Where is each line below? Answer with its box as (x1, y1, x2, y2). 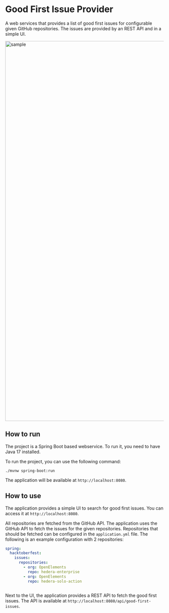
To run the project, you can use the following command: (5, 458, 121, 464)
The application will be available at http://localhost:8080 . (5, 477, 127, 483)
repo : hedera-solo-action (27, 579, 82, 584)
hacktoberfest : (10, 550, 42, 556)
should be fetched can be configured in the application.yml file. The (5, 531, 148, 537)
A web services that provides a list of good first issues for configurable (5, 20, 152, 26)
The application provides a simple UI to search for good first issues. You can (5, 505, 163, 511)
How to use (5, 492, 41, 500)
